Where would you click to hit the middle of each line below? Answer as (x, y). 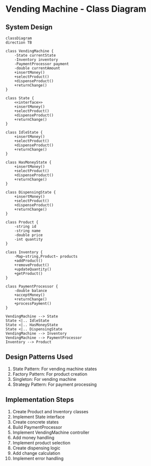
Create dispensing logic (36, 448)
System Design (29, 27)
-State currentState (35, 55)
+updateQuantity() (33, 269)
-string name (28, 231)
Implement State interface (38, 417)
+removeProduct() (32, 265)
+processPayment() (33, 304)
